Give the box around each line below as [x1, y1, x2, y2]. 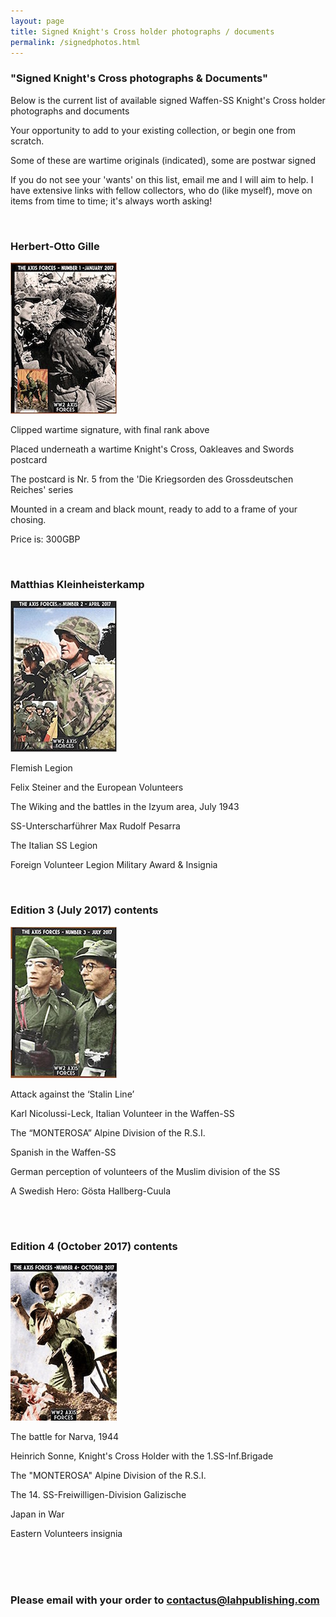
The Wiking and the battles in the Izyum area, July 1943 [10, 801, 240, 813]
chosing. [10, 513, 47, 525]
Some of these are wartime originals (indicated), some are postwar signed [10, 154, 317, 166]
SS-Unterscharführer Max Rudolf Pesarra [10, 820, 181, 832]
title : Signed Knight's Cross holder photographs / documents [10, 26, 275, 37]
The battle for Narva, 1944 [10, 1430, 120, 1442]
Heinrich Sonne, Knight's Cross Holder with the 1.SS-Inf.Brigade [10, 1450, 274, 1462]
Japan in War [10, 1508, 65, 1520]
